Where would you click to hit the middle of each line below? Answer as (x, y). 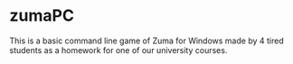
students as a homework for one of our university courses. (118, 50)
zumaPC (42, 16)
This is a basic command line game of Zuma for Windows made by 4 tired (146, 41)
